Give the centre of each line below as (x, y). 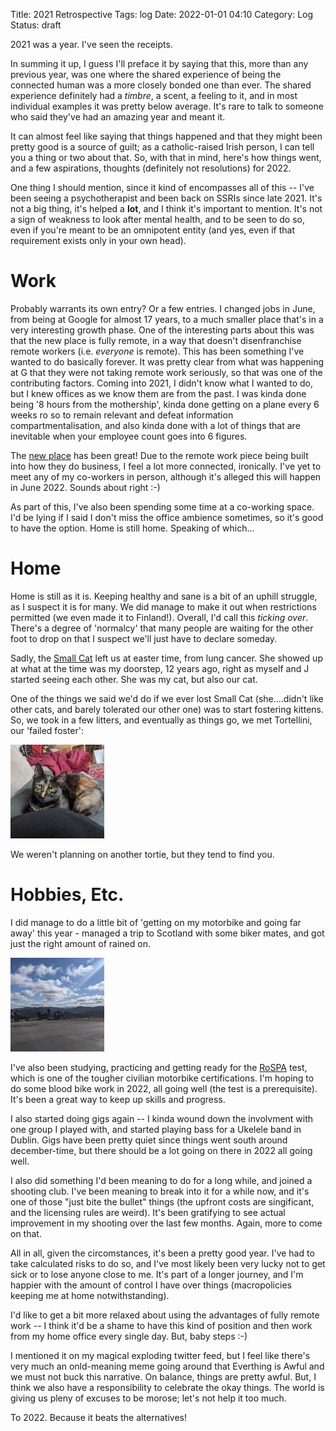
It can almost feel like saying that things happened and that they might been (166, 136)
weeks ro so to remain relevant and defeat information (122, 415)
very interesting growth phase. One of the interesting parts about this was (162, 330)
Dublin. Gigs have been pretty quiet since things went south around (149, 1140)
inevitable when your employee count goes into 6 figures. (129, 436)
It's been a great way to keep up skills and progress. (118, 1099)
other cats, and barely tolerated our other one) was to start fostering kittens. (167, 709)
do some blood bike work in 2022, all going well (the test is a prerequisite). (164, 1088)
